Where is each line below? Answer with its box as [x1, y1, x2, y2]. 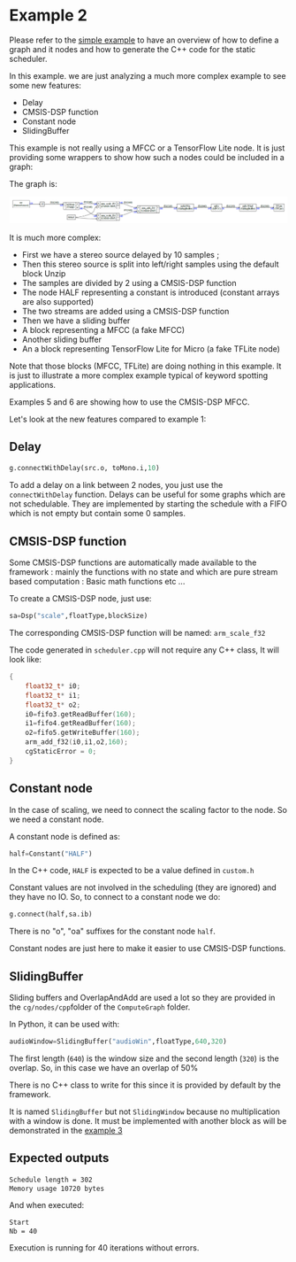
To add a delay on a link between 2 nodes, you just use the [9, 480, 224, 491]
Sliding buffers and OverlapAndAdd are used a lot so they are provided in [9, 993, 276, 1003]
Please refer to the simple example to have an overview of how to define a [9, 35, 279, 45]
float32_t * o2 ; [25, 701, 81, 709]
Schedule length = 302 [9, 1175, 93, 1184]
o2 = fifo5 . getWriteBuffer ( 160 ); [25, 728, 140, 738]
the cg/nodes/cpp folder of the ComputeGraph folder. [9, 1002, 191, 1012]
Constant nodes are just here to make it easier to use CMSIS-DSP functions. [9, 943, 286, 954]
